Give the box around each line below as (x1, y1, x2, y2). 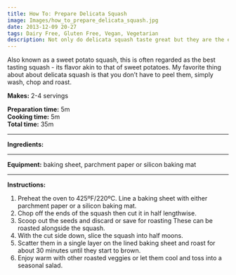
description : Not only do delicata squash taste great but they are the (7, 36, 225, 43)
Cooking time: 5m (7, 113, 60, 121)
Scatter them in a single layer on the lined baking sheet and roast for (17, 239, 216, 248)
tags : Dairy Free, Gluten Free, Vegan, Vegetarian (7, 29, 159, 37)
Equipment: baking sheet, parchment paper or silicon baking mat (7, 161, 197, 169)
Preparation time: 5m (7, 105, 70, 114)
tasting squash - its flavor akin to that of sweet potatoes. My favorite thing (7, 63, 221, 72)
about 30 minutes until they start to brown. (17, 246, 141, 255)
